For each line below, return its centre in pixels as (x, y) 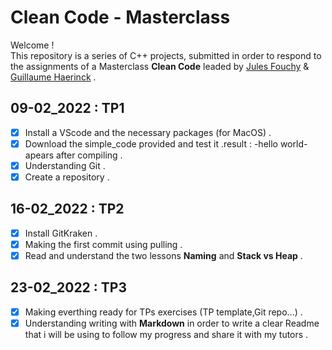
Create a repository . (67, 177)
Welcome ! (32, 45)
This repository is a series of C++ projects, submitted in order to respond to (166, 55)
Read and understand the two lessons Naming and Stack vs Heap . (163, 255)
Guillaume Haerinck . (53, 77)
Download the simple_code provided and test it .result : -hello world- (166, 143)
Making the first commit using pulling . (103, 244)
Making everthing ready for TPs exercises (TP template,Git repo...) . (163, 312)
